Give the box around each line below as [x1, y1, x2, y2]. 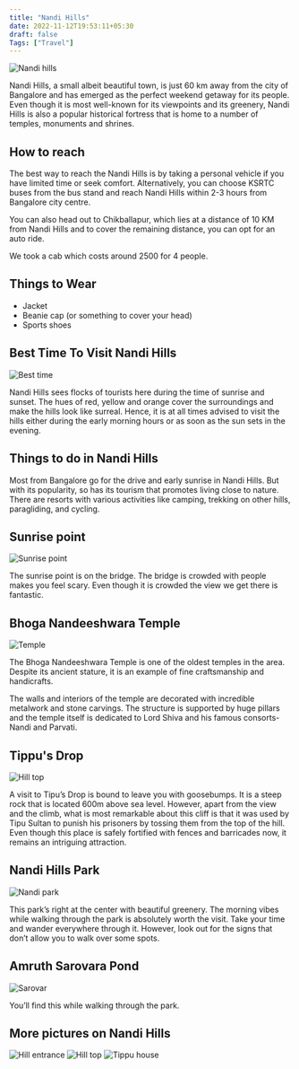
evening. [9, 425, 42, 435]
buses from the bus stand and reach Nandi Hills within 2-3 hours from [9, 188, 268, 198]
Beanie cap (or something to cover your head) [21, 310, 192, 320]
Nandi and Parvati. [9, 722, 78, 732]
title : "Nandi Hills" [9, 13, 90, 22]
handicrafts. [9, 676, 54, 687]
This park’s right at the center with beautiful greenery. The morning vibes [9, 904, 279, 915]
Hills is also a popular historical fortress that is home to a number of [9, 109, 259, 119]
